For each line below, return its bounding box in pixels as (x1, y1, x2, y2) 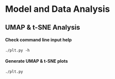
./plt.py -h (5, 48, 30, 53)
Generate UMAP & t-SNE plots (5, 58, 68, 64)
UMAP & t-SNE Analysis (5, 23, 80, 32)
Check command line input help (5, 37, 72, 43)
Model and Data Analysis (5, 3, 110, 15)
